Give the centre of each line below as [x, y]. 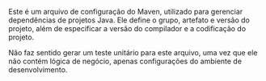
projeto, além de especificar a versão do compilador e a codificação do [127, 28]
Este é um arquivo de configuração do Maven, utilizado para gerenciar [126, 12]
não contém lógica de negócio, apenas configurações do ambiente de [125, 61]
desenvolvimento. [38, 70]
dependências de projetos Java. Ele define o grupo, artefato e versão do [129, 20]
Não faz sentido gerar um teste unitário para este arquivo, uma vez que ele [133, 53]
